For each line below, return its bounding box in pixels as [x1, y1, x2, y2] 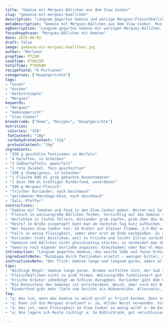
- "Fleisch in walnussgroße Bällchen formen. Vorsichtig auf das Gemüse [5, 212, 160, 217]
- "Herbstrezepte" [5, 91, 43, 96]
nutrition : [5, 124, 28, 129]
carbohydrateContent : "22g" [7, 138, 66, 143]
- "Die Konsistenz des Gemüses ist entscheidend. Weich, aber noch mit [5, 282, 157, 287]
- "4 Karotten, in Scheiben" [5, 156, 66, 161]
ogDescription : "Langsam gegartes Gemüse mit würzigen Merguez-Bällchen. [5, 26, 162, 31]
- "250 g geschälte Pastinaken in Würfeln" [5, 152, 97, 157]
